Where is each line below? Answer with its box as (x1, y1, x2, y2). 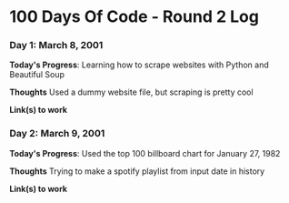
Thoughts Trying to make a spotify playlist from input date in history (9, 166, 265, 177)
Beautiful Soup (9, 69, 65, 80)
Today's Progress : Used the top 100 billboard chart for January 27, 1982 (9, 147, 281, 158)
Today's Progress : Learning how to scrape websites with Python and (9, 59, 270, 70)
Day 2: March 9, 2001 (9, 127, 105, 140)
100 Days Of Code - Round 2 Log (9, 6, 259, 27)
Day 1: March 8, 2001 (9, 39, 104, 52)
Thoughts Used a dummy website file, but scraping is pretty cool (9, 86, 254, 97)
